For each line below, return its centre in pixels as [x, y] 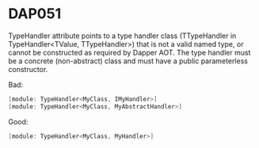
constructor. [28, 69]
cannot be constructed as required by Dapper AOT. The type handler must [129, 52]
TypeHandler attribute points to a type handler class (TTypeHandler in [122, 36]
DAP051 [35, 14]
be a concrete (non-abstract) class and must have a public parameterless [128, 61]
